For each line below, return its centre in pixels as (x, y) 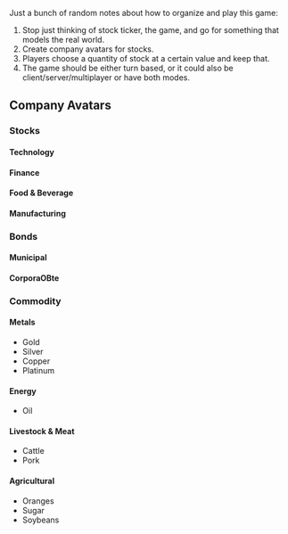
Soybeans (41, 520)
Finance (25, 172)
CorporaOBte (34, 278)
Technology (32, 152)
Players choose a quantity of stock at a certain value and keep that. (146, 58)
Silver (33, 351)
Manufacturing (38, 213)
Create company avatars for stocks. (88, 49)
